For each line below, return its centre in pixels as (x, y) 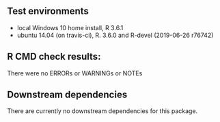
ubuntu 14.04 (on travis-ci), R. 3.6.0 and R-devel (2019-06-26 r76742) (115, 35)
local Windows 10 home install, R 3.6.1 (70, 27)
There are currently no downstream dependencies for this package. (102, 111)
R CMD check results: (54, 57)
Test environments (48, 11)
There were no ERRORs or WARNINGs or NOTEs (75, 73)
